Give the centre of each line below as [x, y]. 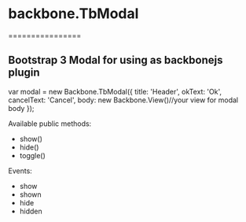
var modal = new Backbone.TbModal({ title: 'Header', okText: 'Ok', [115, 91]
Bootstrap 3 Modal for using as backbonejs [116, 60]
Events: [20, 171]
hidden [31, 211]
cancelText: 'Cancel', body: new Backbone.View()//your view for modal [123, 100]
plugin [24, 73]
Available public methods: [50, 124]
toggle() [32, 155]
